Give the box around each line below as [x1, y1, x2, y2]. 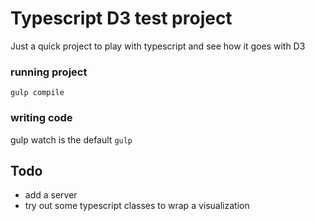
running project [10, 65, 88, 79]
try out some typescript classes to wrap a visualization [24, 200, 250, 212]
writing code [10, 111, 73, 125]
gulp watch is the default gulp [10, 133, 133, 146]
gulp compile [10, 88, 65, 98]
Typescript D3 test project [10, 7, 233, 30]
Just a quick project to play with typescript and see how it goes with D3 [10, 40, 306, 52]
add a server [24, 189, 78, 201]
